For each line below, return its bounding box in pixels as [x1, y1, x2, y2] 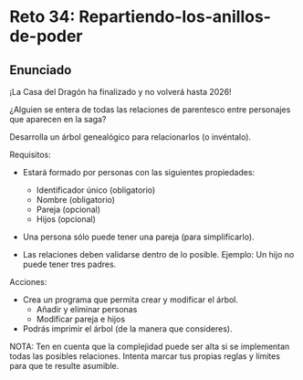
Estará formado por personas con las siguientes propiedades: [22, 167, 256, 177]
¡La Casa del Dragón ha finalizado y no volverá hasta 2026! [9, 87, 232, 97]
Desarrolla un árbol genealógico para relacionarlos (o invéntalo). [9, 132, 252, 142]
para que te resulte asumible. [9, 361, 120, 371]
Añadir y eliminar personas [36, 304, 138, 314]
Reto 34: [9, 6, 76, 27]
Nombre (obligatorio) [36, 195, 116, 205]
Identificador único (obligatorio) [36, 185, 156, 195]
